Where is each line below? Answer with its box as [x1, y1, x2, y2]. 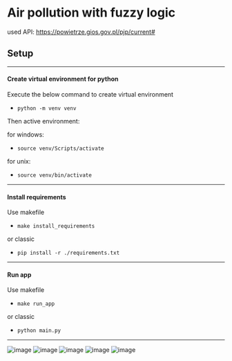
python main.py [17, 327, 61, 334]
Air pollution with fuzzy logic [7, 5, 176, 21]
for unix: [7, 157, 31, 165]
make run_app [17, 300, 55, 308]
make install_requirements [17, 223, 95, 230]
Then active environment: [7, 117, 80, 125]
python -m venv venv [17, 105, 77, 112]
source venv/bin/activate [17, 171, 92, 179]
